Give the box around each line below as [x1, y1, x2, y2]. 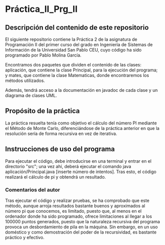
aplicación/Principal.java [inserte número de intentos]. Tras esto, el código [5, 169, 157, 175]
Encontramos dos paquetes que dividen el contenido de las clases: [5, 62, 142, 67]
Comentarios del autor [5, 186, 60, 193]
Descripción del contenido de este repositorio [5, 23, 149, 32]
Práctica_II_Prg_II [5, 3, 78, 15]
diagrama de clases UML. [5, 93, 57, 98]
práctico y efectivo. [5, 234, 44, 240]
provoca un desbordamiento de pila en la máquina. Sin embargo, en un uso [5, 224, 158, 230]
